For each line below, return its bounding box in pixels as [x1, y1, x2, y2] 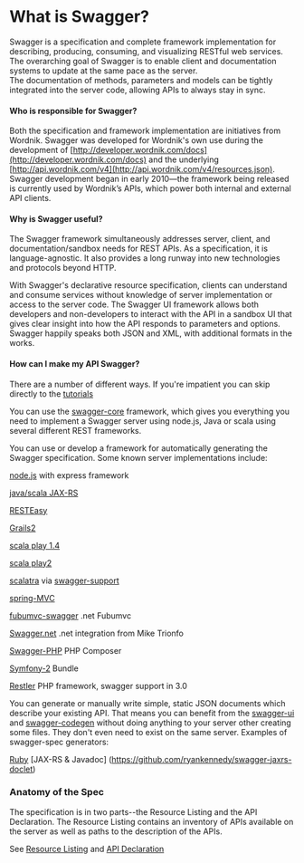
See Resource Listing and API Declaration [9, 843, 165, 854]
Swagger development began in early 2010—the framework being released [9, 174, 290, 185]
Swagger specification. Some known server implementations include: [9, 452, 269, 463]
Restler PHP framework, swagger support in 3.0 [9, 680, 188, 691]
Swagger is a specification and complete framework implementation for [9, 36, 277, 47]
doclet [9, 763, 33, 774]
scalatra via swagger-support [9, 575, 119, 586]
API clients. [9, 193, 52, 204]
